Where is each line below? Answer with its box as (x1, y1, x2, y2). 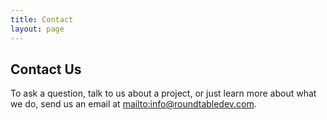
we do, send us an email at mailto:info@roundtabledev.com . (10, 98, 257, 110)
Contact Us (10, 61, 82, 78)
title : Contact (10, 14, 74, 25)
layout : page (10, 24, 65, 34)
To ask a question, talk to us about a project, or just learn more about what (10, 87, 317, 100)
